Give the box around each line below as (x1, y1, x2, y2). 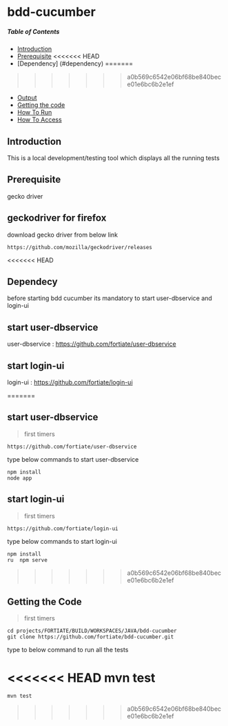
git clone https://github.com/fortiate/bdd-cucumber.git (7, 634, 174, 640)
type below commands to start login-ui (7, 537, 117, 545)
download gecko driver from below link (7, 230, 118, 239)
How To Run (17, 108, 52, 117)
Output (17, 94, 37, 102)
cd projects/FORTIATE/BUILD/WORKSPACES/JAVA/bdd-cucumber (7, 627, 177, 635)
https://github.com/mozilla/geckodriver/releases (7, 244, 153, 251)
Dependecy (7, 275, 58, 287)
